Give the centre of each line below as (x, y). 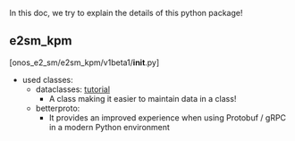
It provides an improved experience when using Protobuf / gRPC (168, 117)
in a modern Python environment (109, 127)
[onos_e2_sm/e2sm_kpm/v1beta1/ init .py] (84, 62)
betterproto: (58, 108)
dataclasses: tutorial (72, 89)
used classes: (47, 79)
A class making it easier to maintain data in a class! (143, 98)
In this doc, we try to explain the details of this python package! (126, 13)
